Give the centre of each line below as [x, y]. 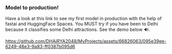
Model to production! [32, 8]
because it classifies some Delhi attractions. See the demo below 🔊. [78, 30]
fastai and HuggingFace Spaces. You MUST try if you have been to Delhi [82, 24]
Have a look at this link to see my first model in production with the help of [84, 19]
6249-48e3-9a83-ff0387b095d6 [40, 46]
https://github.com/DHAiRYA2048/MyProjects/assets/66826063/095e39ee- [86, 41]
